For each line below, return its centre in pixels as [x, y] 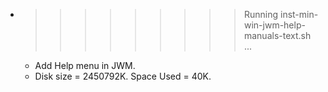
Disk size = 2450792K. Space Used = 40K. [123, 76]
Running [261, 14]
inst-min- [299, 14]
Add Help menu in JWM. [85, 65]
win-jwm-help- [274, 25]
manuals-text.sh [277, 35]
